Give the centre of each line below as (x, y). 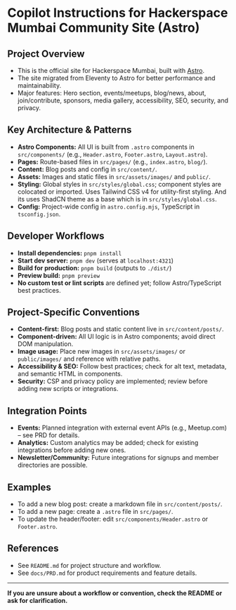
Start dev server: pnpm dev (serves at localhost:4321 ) (96, 260)
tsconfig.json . (39, 214)
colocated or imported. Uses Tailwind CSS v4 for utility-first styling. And (122, 192)
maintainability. (39, 85)
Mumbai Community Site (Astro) (104, 28)
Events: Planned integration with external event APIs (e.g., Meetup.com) (122, 428)
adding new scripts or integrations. (68, 389)
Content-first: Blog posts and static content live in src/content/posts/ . (120, 329)
